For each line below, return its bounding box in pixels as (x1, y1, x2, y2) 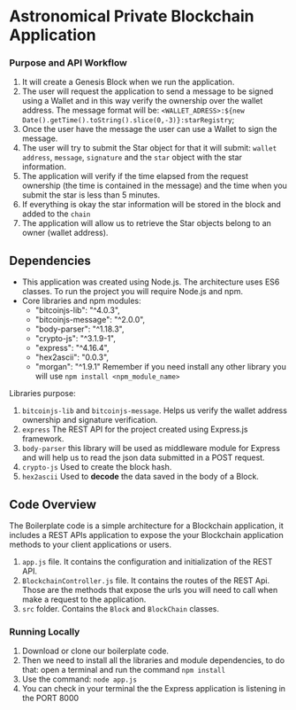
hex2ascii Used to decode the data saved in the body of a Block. (21, 472, 259, 482)
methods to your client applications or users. (9, 539, 172, 550)
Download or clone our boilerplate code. (21, 645, 170, 657)
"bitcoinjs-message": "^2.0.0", (34, 315, 146, 325)
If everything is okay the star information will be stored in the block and (21, 199, 281, 210)
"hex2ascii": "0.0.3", (34, 352, 109, 363)
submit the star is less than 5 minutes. (21, 190, 161, 200)
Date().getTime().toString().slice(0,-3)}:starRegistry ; (21, 114, 235, 125)
